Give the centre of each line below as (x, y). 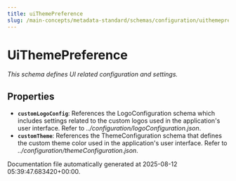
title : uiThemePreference (45, 14)
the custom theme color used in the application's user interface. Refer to (122, 143)
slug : (15, 20)
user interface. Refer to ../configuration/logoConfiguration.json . (109, 128)
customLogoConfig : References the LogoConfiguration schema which (116, 114)
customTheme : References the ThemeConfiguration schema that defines (120, 136)
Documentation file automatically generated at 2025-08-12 (92, 164)
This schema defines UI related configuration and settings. (92, 74)
